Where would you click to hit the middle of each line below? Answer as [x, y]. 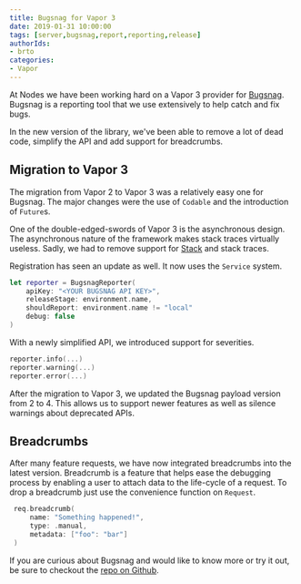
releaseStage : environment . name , [89, 300]
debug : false [50, 317]
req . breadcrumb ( [44, 509]
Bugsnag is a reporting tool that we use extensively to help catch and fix [145, 104]
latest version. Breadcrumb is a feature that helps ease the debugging [140, 473]
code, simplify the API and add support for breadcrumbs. [116, 141]
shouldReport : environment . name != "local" [110, 308]
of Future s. [30, 211]
